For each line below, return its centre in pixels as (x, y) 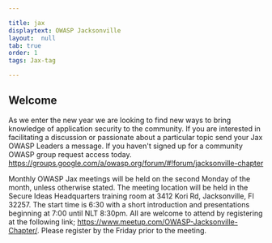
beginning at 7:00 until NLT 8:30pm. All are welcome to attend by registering (136, 213)
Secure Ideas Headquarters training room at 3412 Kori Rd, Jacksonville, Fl (132, 196)
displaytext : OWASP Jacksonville (65, 30)
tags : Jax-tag (32, 61)
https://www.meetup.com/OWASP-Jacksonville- (157, 222)
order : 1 (23, 53)
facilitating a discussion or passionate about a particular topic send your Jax (136, 137)
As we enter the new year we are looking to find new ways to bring (120, 120)
